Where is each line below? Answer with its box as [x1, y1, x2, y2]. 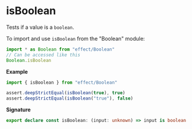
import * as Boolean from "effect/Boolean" [6, 46, 115, 52]
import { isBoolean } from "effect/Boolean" [6, 80, 118, 85]
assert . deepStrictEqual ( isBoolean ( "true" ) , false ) [6, 95, 134, 101]
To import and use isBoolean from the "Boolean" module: [6, 35, 145, 42]
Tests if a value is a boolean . [6, 24, 74, 31]
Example [6, 68, 28, 75]
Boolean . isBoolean [6, 57, 51, 63]
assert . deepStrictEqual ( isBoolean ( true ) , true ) [6, 90, 126, 96]
